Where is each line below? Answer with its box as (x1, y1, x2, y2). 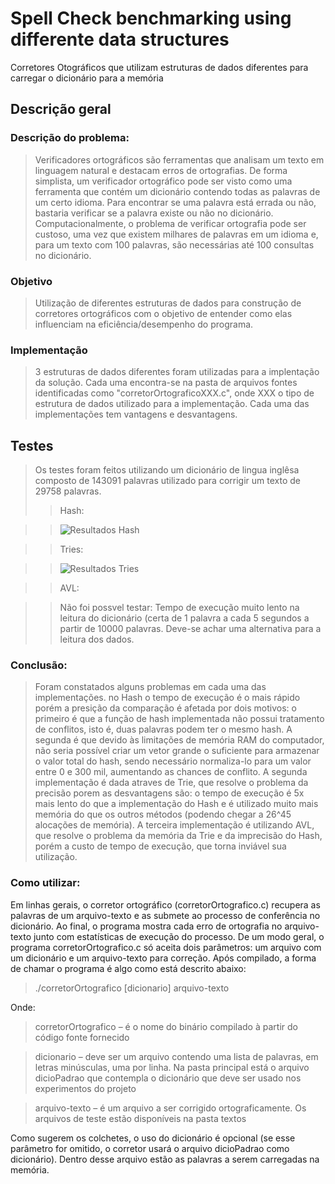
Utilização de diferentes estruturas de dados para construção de (34, 297, 302, 309)
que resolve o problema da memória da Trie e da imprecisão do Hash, (34, 830, 323, 842)
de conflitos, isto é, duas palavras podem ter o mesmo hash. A (34, 723, 293, 736)
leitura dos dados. (59, 633, 135, 646)
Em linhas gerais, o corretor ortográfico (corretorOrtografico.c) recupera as (10, 898, 321, 911)
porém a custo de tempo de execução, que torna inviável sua (34, 840, 287, 852)
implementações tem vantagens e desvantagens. (34, 408, 238, 421)
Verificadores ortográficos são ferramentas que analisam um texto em (34, 153, 325, 166)
